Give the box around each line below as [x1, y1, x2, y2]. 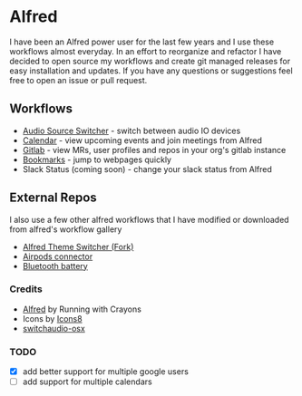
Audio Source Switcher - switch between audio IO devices [22, 125, 241, 136]
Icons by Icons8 [22, 313, 83, 324]
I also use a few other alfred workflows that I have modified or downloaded [9, 214, 289, 225]
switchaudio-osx [22, 323, 86, 333]
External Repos [9, 190, 97, 206]
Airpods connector [22, 251, 93, 262]
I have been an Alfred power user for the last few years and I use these [9, 36, 275, 47]
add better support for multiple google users [22, 366, 189, 377]
